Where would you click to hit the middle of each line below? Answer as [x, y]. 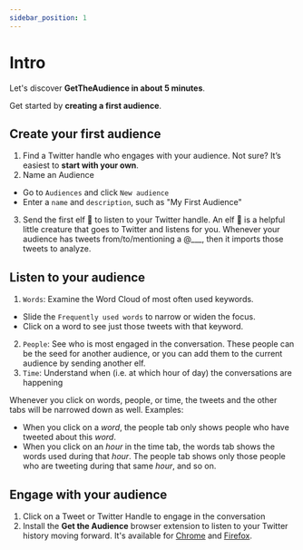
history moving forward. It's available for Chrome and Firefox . [137, 535]
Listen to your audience [78, 277]
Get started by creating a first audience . [85, 105]
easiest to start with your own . [80, 165]
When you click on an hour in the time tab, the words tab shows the [148, 447]
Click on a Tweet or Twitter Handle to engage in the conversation [144, 516]
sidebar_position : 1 [49, 18]
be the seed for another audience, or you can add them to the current [152, 354]
